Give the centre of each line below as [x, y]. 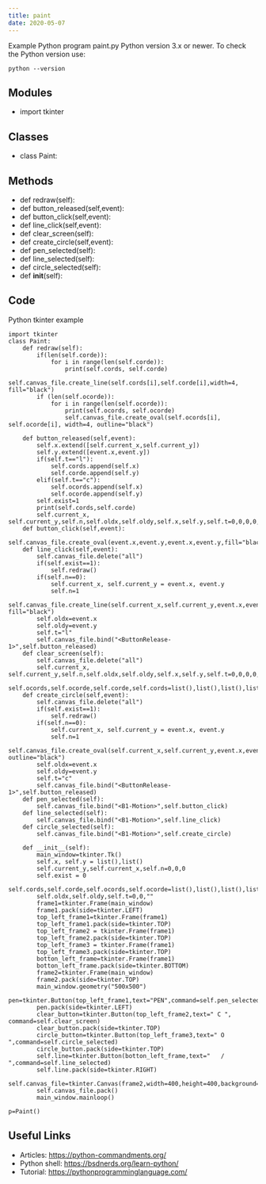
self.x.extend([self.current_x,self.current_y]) [118, 445]
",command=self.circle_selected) [63, 1042]
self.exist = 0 [62, 876]
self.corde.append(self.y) [95, 473]
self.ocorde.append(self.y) [97, 494]
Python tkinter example [46, 320]
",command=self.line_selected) [60, 1063]
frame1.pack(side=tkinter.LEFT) [90, 910]
